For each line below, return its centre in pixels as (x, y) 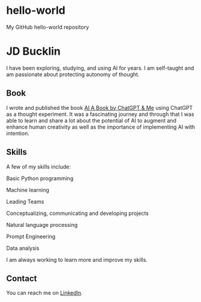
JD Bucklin (34, 51)
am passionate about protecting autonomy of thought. (73, 74)
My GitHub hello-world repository (48, 27)
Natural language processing (42, 225)
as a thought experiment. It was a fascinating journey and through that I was (100, 114)
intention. (18, 133)
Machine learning (28, 190)
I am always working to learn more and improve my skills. (77, 259)
